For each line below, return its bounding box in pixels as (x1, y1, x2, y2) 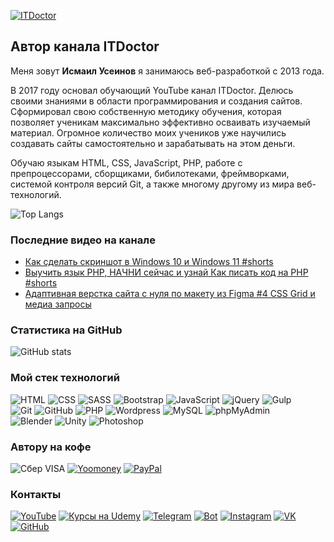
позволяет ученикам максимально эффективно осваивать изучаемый (10, 116, 311, 128)
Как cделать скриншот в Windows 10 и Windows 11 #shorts (24, 256, 274, 268)
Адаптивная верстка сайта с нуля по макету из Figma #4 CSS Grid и (24, 288, 316, 300)
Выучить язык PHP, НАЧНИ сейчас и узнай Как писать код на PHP (24, 266, 309, 279)
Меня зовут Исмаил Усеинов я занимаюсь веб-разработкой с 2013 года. (10, 65, 325, 77)
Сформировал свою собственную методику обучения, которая (10, 105, 282, 117)
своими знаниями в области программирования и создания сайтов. (10, 95, 303, 107)
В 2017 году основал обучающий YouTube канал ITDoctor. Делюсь (10, 84, 294, 96)
